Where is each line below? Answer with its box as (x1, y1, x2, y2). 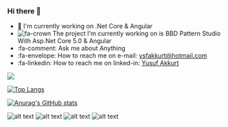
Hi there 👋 (7, 6, 42, 16)
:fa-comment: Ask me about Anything (17, 44, 126, 53)
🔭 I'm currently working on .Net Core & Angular (17, 22, 153, 31)
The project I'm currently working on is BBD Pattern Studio (52, 29, 221, 37)
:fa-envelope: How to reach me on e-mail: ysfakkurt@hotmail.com (17, 51, 208, 60)
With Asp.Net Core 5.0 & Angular (17, 37, 112, 45)
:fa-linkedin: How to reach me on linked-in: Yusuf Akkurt (17, 59, 179, 67)
